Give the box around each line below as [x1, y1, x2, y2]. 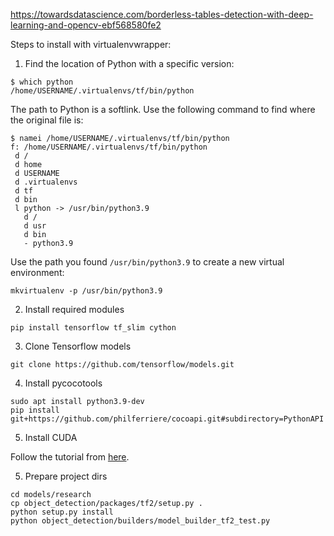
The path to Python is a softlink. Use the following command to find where [10, 104, 316, 115]
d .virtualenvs [14, 177, 78, 187]
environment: [10, 267, 65, 278]
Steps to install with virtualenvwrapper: [10, 39, 172, 50]
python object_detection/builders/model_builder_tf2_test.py [10, 516, 271, 526]
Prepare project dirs [24, 470, 108, 482]
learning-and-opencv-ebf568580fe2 [10, 19, 162, 31]
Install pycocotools [24, 377, 103, 389]
